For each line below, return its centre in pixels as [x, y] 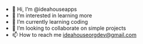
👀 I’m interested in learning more [52, 15]
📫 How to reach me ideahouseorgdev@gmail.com [74, 35]
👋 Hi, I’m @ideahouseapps [44, 9]
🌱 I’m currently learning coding [50, 22]
